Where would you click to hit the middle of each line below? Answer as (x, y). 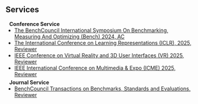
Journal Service (29, 82)
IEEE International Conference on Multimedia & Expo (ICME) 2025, (95, 68)
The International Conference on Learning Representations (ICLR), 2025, (103, 43)
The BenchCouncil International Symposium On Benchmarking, (91, 30)
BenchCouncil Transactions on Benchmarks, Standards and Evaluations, (102, 89)
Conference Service (34, 24)
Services (23, 10)
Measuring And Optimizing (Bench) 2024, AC (69, 36)
